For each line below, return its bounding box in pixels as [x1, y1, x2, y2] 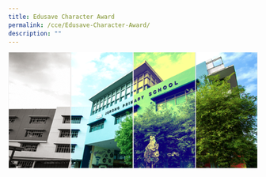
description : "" [8, 29, 62, 37]
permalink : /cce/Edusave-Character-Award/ [8, 21, 150, 29]
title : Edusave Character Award [8, 13, 115, 21]
